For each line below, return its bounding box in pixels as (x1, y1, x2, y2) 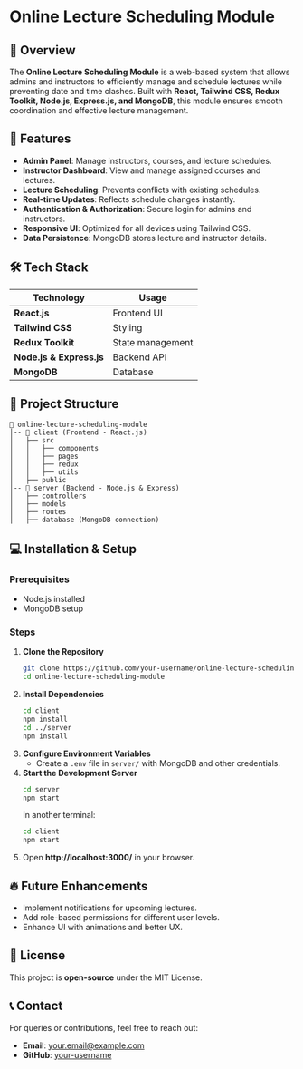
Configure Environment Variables (22, 748, 151, 759)
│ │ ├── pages (9, 452, 79, 462)
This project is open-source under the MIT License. (9, 972, 204, 983)
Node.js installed (22, 594, 86, 605)
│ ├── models (9, 500, 67, 509)
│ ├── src (9, 436, 54, 445)
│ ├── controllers (9, 491, 88, 500)
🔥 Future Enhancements (9, 878, 148, 894)
